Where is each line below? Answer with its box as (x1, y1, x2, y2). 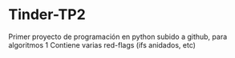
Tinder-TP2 (8, 6, 86, 24)
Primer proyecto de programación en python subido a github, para (8, 32, 228, 41)
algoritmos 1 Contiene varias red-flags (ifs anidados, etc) (8, 40, 197, 49)
